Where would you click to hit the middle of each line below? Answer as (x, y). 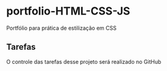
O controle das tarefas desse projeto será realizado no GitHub (84, 61)
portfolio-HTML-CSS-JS (68, 11)
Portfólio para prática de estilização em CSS (61, 28)
